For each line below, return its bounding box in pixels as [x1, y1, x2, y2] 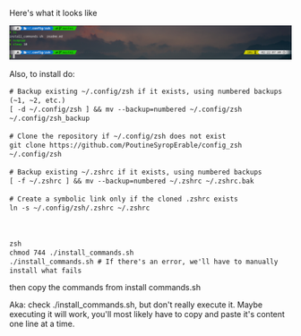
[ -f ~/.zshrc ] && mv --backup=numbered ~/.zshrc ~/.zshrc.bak [9, 177, 254, 185]
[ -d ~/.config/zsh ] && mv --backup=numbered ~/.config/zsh [9, 105, 243, 114]
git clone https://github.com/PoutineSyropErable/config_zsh [9, 141, 243, 150]
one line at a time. [9, 318, 75, 329]
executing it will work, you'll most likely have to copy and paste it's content [9, 308, 285, 319]
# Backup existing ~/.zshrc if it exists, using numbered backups [9, 168, 262, 177]
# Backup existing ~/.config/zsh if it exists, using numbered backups [9, 87, 282, 96]
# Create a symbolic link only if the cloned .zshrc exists [9, 194, 239, 203]
